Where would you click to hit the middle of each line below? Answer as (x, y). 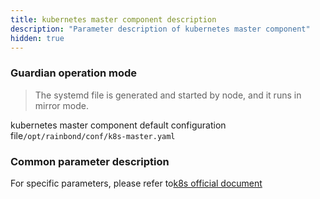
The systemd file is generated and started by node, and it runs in (168, 95)
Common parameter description (90, 161)
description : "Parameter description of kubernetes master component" (160, 29)
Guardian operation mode (74, 73)
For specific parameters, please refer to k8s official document (136, 183)
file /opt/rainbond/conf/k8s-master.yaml (93, 135)
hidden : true (37, 38)
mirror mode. (62, 105)
